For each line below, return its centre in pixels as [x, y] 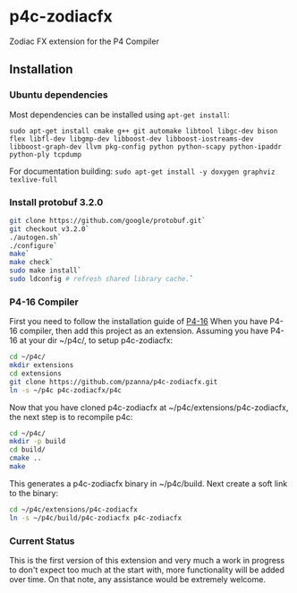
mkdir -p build [38, 442]
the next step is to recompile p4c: [71, 417]
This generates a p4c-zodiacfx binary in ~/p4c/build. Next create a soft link [148, 483]
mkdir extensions [42, 365]
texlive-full [34, 180]
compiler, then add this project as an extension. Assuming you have [144, 331]
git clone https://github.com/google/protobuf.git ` [107, 220]
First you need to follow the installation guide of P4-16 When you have [139, 322]
